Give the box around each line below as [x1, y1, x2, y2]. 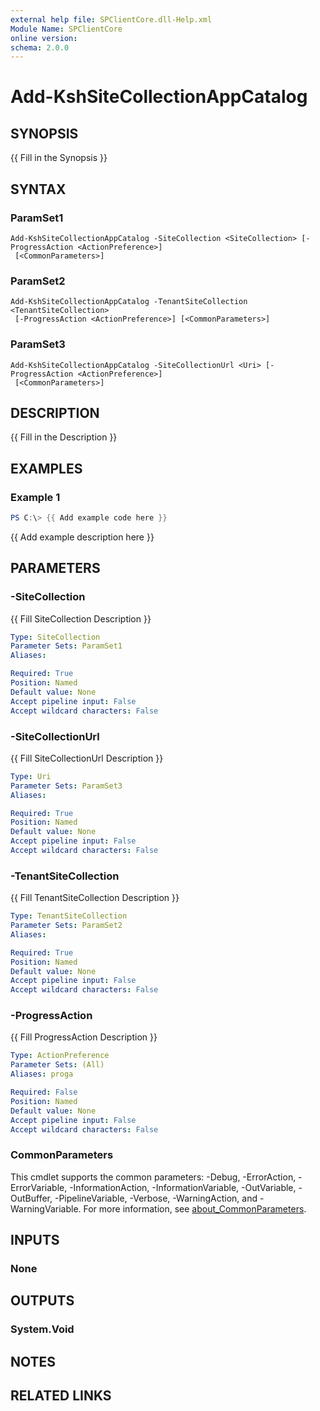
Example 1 [10, 490, 61, 504]
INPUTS [10, 1232, 60, 1249]
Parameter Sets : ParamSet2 [10, 921, 123, 931]
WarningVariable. [10, 1202, 82, 1215]
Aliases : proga [10, 1069, 74, 1080]
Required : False [10, 1087, 78, 1098]
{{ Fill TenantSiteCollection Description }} [10, 892, 180, 904]
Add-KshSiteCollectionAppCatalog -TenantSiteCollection [10, 297, 248, 307]
